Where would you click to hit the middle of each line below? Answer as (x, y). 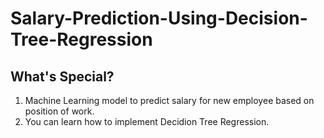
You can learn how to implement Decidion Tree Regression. (147, 121)
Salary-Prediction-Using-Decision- (159, 18)
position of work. (59, 111)
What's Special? (62, 76)
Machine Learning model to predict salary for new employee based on (169, 100)
